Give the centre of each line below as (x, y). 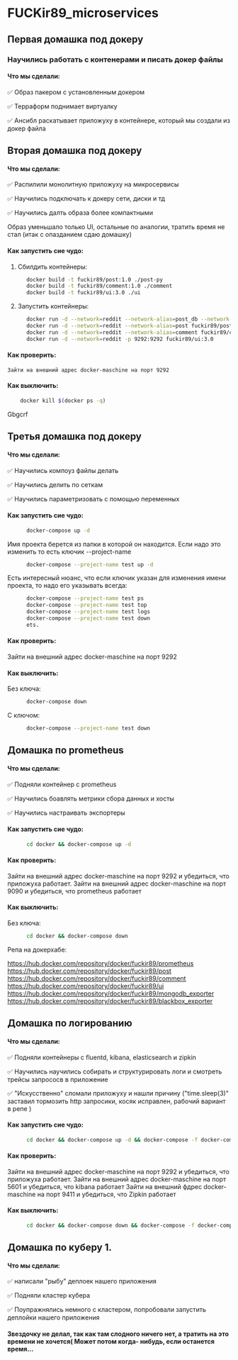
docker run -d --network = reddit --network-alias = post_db (112, 319)
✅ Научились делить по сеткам (55, 484)
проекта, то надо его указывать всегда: (67, 586)
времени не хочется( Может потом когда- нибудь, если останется (111, 1342)
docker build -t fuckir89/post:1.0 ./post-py (94, 279)
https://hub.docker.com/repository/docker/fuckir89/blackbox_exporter (110, 1001)
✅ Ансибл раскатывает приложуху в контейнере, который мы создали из (119, 120)
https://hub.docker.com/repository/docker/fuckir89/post (90, 971)
